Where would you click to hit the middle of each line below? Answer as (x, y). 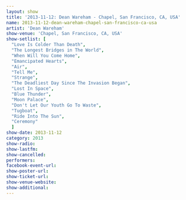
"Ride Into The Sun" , (38, 116)
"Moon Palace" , (30, 99)
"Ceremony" (25, 122)
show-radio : (21, 143)
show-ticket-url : (27, 177)
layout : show (22, 12)
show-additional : (27, 188)
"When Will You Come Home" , (46, 56)
